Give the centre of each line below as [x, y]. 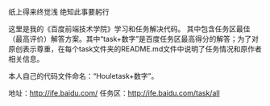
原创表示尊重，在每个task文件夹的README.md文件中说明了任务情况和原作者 [135, 49]
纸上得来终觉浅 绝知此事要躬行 [59, 12]
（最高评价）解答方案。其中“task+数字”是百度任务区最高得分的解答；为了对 [134, 39]
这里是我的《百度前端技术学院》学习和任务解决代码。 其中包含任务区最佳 [129, 29]
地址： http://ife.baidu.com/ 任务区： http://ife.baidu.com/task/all [114, 93]
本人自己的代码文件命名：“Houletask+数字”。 [83, 76]
